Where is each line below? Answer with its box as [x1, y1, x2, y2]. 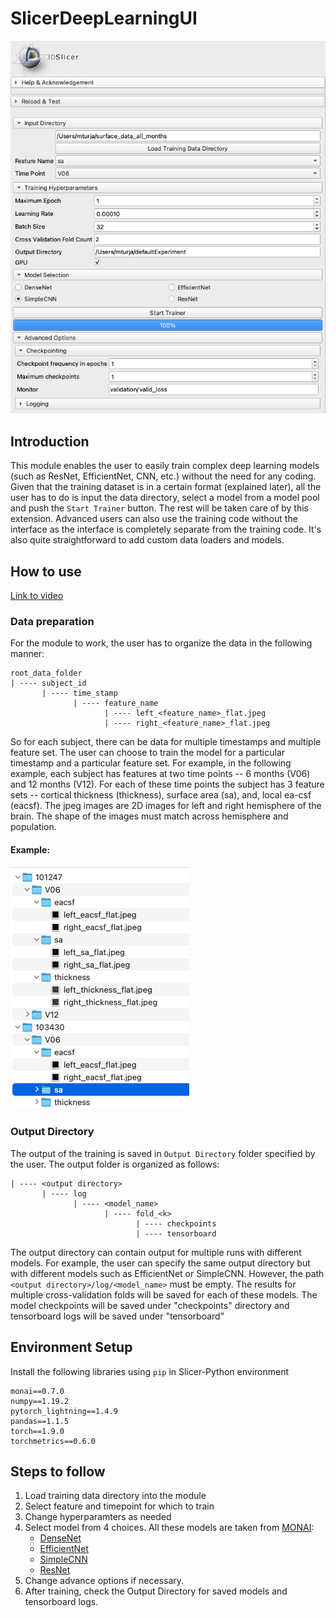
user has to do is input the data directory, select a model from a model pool [10, 492, 320, 504]
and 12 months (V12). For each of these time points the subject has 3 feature [10, 778, 325, 791]
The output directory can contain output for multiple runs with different [10, 1246, 302, 1258]
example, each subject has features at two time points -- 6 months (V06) [10, 768, 311, 780]
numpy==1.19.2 [10, 1396, 70, 1406]
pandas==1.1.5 [10, 1416, 70, 1426]
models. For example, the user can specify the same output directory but [10, 1257, 311, 1269]
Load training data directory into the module [24, 1490, 207, 1502]
